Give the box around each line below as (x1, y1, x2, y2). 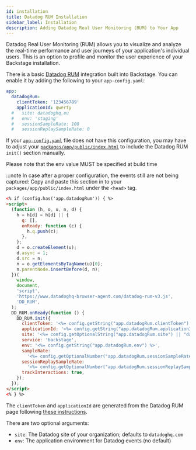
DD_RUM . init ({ (16, 315, 51, 321)
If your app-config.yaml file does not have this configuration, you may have (6, 137, 187, 144)
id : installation (6, 8, 48, 15)
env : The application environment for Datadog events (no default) (14, 437, 171, 444)
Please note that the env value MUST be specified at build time (6, 161, 157, 168)
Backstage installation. (6, 60, 61, 67)
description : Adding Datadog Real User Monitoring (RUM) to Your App (6, 25, 179, 31)
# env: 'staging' (11, 115, 59, 122)
